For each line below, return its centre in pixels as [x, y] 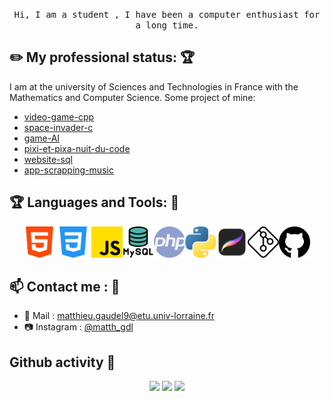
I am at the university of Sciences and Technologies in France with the [154, 86]
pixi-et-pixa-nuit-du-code [77, 148]
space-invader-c [58, 127]
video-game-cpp [59, 116]
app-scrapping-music [68, 170]
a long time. [167, 25]
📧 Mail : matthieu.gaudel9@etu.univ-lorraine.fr [119, 316]
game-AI [42, 138]
